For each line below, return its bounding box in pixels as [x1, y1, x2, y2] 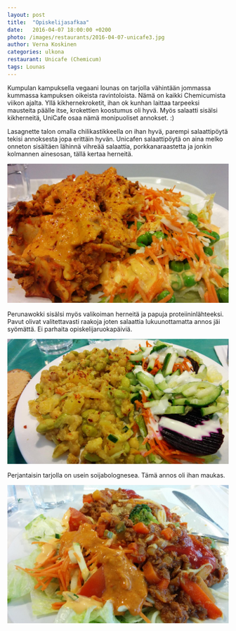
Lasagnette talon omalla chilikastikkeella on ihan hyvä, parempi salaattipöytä [7, 127, 228, 135]
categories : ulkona [7, 49, 65, 56]
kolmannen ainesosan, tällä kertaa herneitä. [7, 149, 133, 158]
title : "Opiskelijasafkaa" [7, 18, 90, 26]
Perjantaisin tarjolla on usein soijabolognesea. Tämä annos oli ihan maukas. [7, 471, 225, 480]
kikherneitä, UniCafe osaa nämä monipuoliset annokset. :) [7, 113, 174, 122]
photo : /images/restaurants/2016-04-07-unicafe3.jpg [7, 34, 165, 41]
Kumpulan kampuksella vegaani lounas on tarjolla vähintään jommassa [7, 83, 211, 92]
